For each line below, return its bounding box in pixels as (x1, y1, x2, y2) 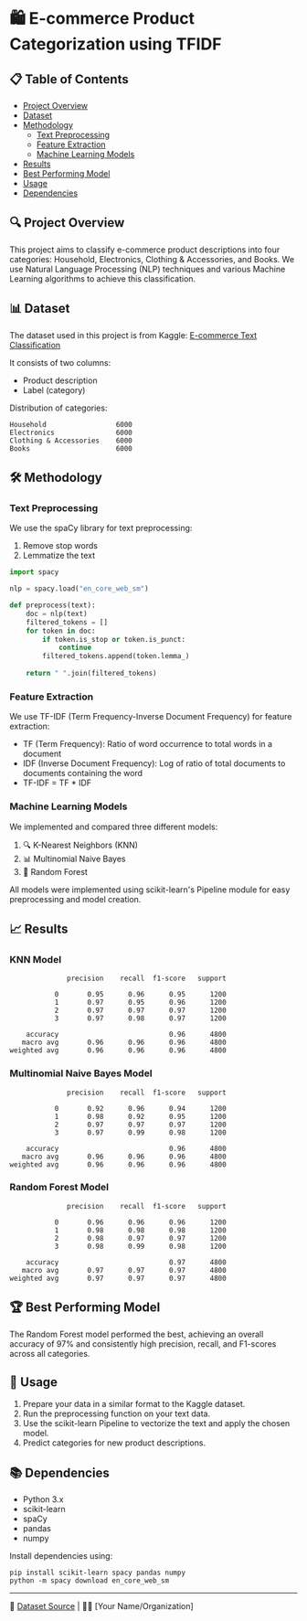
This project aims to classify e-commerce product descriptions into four (9, 244, 281, 255)
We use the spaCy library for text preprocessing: (9, 523, 193, 534)
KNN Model (9, 953, 62, 965)
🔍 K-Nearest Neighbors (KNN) (22, 839, 139, 850)
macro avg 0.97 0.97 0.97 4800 (21, 1265, 227, 1274)
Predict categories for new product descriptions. (22, 1437, 206, 1448)
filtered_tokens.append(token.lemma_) (42, 652, 190, 661)
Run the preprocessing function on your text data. (22, 1408, 211, 1419)
